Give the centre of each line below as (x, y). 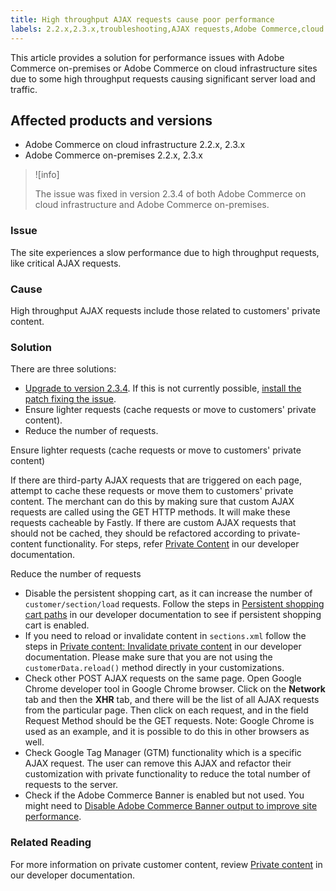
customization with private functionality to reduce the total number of (167, 774)
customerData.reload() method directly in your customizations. (154, 668)
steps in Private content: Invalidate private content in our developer (163, 647)
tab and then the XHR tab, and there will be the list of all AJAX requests (172, 700)
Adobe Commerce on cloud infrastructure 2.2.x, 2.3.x (135, 145)
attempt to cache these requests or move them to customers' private (152, 491)
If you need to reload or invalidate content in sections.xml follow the (165, 636)
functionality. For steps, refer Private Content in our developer (172, 544)
